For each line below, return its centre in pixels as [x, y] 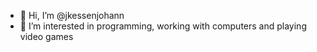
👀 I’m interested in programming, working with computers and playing [163, 26]
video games [46, 36]
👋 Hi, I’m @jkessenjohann [72, 15]
